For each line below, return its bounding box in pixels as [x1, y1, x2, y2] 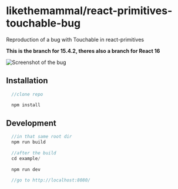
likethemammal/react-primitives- [6, 4, 173, 18]
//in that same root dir [11, 134, 72, 140]
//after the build [11, 150, 57, 156]
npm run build [11, 139, 46, 145]
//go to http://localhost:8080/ [11, 177, 91, 183]
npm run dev [11, 166, 41, 173]
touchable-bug [6, 16, 81, 30]
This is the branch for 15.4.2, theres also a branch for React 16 [6, 47, 160, 54]
